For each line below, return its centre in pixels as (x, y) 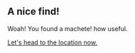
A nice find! (33, 12)
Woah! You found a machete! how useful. (67, 28)
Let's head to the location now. (53, 42)
